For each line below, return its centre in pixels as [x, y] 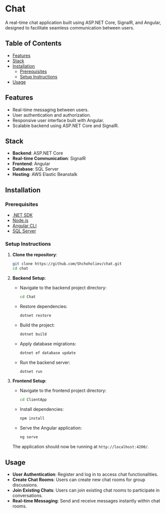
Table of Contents [34, 44]
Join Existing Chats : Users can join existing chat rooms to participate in [86, 490]
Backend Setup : [29, 278]
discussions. [25, 485]
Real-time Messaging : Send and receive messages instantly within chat [86, 501]
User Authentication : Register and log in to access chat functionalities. [85, 474]
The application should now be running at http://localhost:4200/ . [81, 447]
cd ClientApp [33, 400]
